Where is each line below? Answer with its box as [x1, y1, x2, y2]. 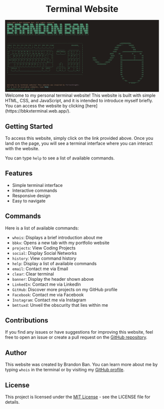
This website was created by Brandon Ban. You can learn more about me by [5, 362, 158, 367]
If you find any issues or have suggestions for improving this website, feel [5, 329, 153, 335]
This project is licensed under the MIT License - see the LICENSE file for [5, 394, 150, 400]
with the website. [5, 146, 40, 152]
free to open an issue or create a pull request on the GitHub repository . [5, 334, 147, 341]
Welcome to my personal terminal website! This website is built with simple [5, 92, 156, 98]
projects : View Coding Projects [12, 245, 76, 250]
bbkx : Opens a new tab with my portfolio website [12, 240, 110, 246]
